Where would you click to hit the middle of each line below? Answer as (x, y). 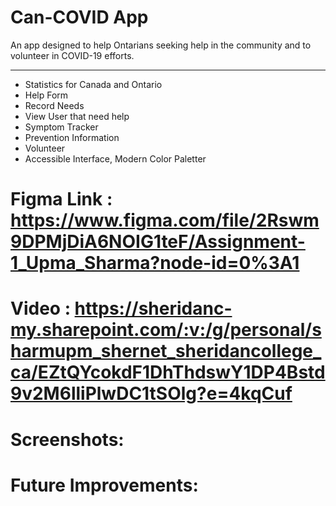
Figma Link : (61, 199)
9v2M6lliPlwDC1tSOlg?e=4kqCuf (151, 393)
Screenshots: (67, 439)
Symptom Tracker (61, 127)
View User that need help (77, 116)
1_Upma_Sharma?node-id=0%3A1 (155, 263)
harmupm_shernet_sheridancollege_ (166, 351)
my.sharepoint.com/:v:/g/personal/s (166, 330)
